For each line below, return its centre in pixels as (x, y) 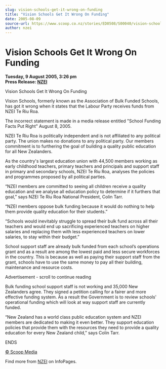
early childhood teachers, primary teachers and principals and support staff (82, 166)
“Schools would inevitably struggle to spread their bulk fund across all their (82, 221)
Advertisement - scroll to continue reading (48, 277)
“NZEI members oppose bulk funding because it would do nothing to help (80, 206)
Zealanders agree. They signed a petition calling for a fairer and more (76, 292)
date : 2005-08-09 (23, 19)
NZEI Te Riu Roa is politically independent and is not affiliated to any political (83, 136)
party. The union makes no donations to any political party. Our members (80, 141)
